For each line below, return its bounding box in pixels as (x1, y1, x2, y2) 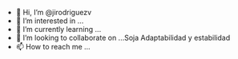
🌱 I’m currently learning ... (15, 25, 102, 33)
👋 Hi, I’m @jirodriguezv (15, 8, 92, 17)
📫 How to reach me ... (15, 42, 91, 51)
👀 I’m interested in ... (15, 16, 84, 26)
